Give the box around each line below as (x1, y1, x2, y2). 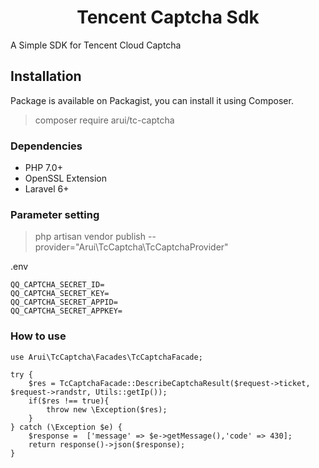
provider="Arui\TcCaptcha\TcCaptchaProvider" (34, 241, 229, 253)
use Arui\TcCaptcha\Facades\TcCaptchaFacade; (10, 352, 203, 362)
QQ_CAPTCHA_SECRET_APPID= (10, 297, 118, 308)
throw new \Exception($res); (46, 404, 168, 415)
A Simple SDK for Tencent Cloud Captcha (10, 39, 182, 51)
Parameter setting (10, 207, 100, 221)
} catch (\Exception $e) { (10, 422, 123, 432)
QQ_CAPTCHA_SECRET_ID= (10, 280, 105, 290)
